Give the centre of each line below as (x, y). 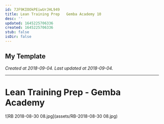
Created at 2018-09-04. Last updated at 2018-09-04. (59, 68)
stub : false (17, 32)
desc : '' (14, 18)
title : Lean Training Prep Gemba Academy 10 (53, 14)
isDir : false (18, 37)
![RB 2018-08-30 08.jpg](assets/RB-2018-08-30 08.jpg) (61, 116)
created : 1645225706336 (29, 28)
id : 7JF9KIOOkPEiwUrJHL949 (32, 9)
